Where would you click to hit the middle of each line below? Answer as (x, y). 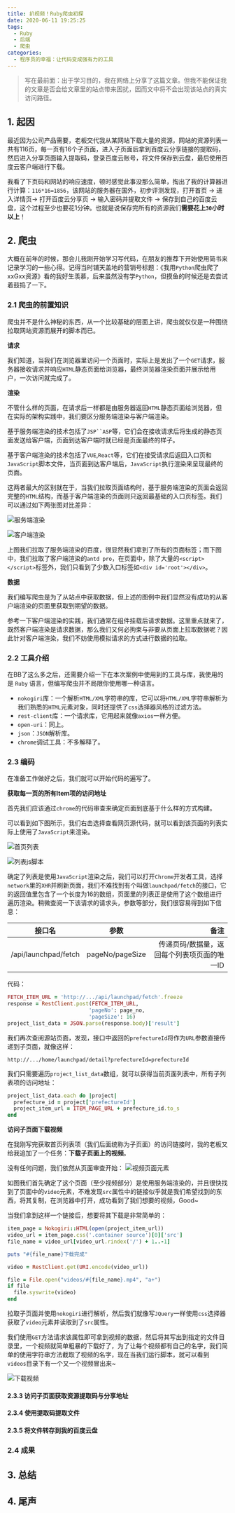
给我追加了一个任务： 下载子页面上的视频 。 (69, 1153)
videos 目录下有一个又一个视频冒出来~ (62, 1364)
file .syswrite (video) (45, 1293)
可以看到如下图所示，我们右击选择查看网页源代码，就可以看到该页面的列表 (114, 823)
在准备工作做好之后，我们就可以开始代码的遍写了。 (81, 778)
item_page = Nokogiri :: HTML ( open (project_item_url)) (86, 1229)
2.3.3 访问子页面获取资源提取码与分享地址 (68, 1395)
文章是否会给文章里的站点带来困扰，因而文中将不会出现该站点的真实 (129, 89)
